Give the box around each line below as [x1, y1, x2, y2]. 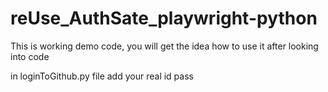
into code [10, 50, 50, 62]
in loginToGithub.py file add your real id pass [10, 70, 194, 82]
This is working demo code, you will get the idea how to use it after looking [10, 40, 319, 52]
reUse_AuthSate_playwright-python [10, 7, 318, 30]
